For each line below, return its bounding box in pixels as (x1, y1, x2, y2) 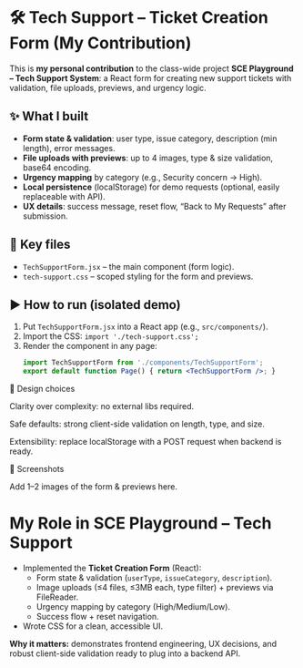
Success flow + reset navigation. (35, 611, 159, 622)
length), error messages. (22, 142, 116, 153)
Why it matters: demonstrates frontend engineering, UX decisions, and (9, 639, 278, 650)
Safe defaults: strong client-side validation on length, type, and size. (9, 418, 266, 429)
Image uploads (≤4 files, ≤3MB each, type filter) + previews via (35, 582, 274, 593)
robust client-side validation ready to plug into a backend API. (9, 648, 241, 659)
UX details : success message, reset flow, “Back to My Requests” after (22, 200, 287, 211)
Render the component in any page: (22, 341, 157, 352)
